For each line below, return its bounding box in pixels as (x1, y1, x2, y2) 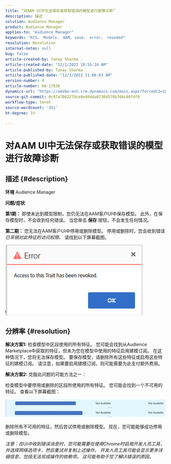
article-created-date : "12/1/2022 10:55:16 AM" (5, 62, 108, 67)
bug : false (5, 51, 28, 56)
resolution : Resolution (5, 41, 56, 46)
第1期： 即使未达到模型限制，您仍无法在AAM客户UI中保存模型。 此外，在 (5, 211, 159, 217)
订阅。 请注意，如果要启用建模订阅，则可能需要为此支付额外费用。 (22, 360, 163, 367)
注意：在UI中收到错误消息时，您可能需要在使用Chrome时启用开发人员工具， (5, 441, 165, 447)
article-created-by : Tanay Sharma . (5, 57, 83, 62)
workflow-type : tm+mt (5, 99, 51, 105)
